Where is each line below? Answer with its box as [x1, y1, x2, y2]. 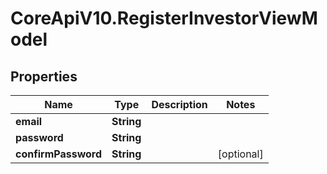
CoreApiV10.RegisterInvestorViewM [10, 7, 318, 30]
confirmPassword [15, 147, 103, 161]
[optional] [217, 147, 264, 161]
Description [151, 98, 208, 111]
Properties [10, 68, 78, 85]
